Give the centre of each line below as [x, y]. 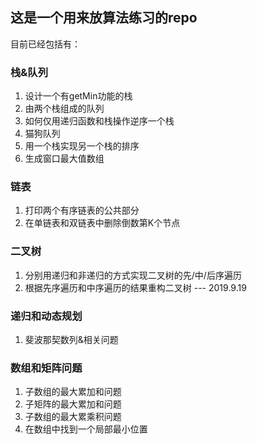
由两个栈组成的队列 [64, 109]
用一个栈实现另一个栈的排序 [82, 146]
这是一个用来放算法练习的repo [104, 18]
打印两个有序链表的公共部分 [82, 210]
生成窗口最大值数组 [64, 159]
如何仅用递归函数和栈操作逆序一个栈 [99, 121]
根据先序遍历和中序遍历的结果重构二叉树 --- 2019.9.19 [135, 287]
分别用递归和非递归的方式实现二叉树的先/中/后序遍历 [133, 275]
